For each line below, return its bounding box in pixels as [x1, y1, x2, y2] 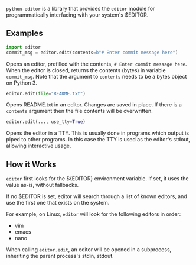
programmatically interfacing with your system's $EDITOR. [6, 11, 149, 18]
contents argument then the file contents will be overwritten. [6, 108, 153, 115]
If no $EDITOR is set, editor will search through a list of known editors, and [6, 193, 187, 200]
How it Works [6, 159, 57, 169]
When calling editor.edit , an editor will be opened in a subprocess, [6, 246, 172, 253]
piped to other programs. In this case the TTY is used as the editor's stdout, [6, 136, 191, 143]
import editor [6, 44, 41, 50]
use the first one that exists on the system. [6, 199, 110, 206]
